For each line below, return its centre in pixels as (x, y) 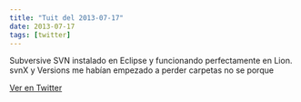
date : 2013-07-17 (42, 26)
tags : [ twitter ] (40, 35)
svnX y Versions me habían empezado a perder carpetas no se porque (142, 70)
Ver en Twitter (36, 88)
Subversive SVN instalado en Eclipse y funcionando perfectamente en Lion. (151, 61)
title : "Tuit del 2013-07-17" (67, 18)
